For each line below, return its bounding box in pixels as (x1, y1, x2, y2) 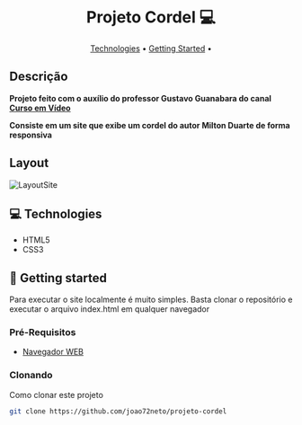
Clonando (9, 369, 53, 382)
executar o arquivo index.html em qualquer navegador (9, 304, 209, 314)
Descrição (9, 69, 68, 84)
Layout (9, 155, 49, 171)
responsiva (9, 129, 52, 140)
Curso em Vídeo (9, 102, 71, 113)
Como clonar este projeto (9, 389, 103, 400)
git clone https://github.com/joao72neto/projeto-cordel (9, 406, 227, 416)
